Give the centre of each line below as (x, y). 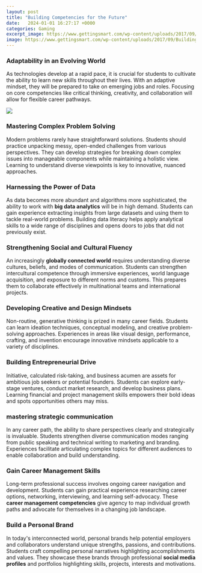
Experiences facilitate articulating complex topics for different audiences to (99, 449)
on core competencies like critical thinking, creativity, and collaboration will (99, 93)
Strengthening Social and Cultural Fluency (69, 247)
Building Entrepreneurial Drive (51, 363)
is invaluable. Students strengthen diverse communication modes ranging (97, 436)
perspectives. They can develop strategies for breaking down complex (94, 152)
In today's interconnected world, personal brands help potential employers (99, 538)
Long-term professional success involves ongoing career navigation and (96, 484)
